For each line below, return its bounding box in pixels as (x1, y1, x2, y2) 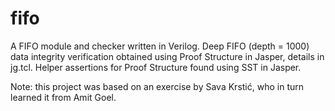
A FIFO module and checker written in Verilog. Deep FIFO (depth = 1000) (10, 40, 310, 52)
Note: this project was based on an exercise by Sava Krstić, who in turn (10, 80, 305, 92)
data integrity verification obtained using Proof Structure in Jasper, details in (10, 50, 325, 62)
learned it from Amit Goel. (10, 91, 117, 103)
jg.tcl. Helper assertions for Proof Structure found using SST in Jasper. (10, 61, 302, 73)
